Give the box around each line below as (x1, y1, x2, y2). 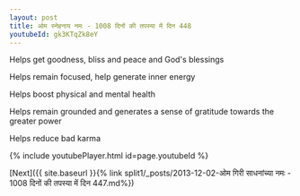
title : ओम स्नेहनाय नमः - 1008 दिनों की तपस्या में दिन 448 (9, 21, 191, 30)
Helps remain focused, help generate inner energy (9, 72, 196, 82)
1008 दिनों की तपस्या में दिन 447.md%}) (9, 178, 135, 189)
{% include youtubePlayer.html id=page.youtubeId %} (9, 150, 209, 161)
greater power (9, 115, 62, 126)
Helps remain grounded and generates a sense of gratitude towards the (9, 107, 275, 117)
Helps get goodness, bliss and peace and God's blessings (9, 55, 225, 65)
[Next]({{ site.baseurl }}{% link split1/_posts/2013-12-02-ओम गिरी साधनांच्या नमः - (9, 167, 292, 179)
